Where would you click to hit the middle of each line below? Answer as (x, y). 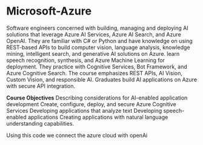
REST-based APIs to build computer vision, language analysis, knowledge (98, 47)
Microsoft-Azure (49, 11)
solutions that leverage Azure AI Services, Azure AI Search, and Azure (94, 34)
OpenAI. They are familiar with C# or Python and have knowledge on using (99, 41)
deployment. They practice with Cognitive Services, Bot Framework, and (97, 66)
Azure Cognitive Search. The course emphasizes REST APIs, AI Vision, (95, 73)
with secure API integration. (41, 86)
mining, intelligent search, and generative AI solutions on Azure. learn (93, 53)
